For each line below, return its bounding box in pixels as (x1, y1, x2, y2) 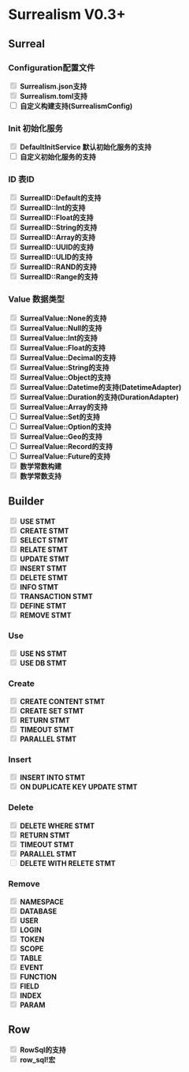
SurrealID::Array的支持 (19, 233, 96, 242)
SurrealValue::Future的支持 (19, 452, 111, 461)
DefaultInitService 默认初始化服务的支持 (19, 142, 152, 152)
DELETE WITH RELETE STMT (19, 858, 116, 868)
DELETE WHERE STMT (19, 821, 95, 830)
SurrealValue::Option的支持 (19, 422, 112, 431)
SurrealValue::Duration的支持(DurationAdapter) (19, 392, 180, 402)
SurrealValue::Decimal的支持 (19, 353, 117, 362)
